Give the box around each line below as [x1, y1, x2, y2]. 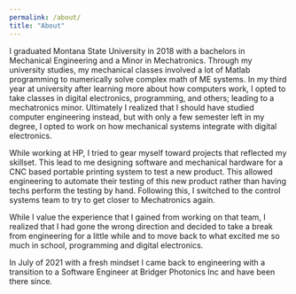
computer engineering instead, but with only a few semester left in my [9, 112, 265, 122]
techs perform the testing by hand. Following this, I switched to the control [9, 185, 281, 196]
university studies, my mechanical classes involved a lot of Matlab [9, 64, 251, 75]
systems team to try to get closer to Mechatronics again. [9, 194, 215, 205]
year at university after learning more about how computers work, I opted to [9, 83, 286, 94]
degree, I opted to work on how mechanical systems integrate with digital [9, 120, 277, 131]
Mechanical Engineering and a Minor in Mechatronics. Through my [9, 55, 253, 66]
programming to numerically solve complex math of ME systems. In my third [9, 73, 287, 84]
